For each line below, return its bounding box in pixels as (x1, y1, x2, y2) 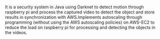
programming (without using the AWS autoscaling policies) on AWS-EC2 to (5, 19, 155, 25)
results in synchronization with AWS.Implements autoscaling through (5, 14, 143, 20)
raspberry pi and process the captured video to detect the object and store (5, 9, 155, 15)
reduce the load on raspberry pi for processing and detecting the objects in (5, 25, 156, 30)
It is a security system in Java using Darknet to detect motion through (5, 4, 144, 10)
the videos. (5, 30, 28, 35)
